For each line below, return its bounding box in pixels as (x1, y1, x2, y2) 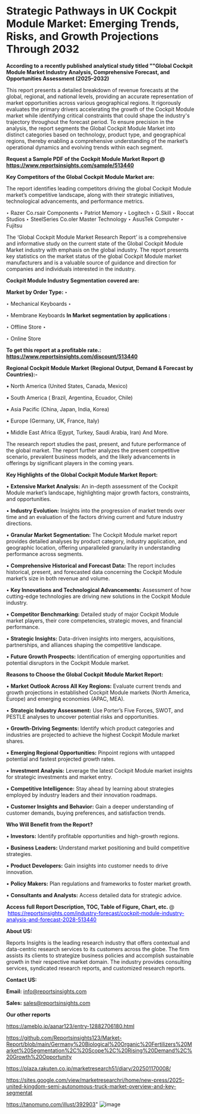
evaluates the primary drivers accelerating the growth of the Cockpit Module (6, 105, 195, 113)
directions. (6, 520, 33, 527)
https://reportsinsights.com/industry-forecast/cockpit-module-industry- (7, 909, 184, 916)
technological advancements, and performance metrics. (6, 198, 144, 205)
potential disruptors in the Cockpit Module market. (6, 659, 130, 666)
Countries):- (6, 371, 38, 378)
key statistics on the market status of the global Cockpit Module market (6, 253, 182, 260)
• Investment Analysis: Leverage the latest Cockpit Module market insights (6, 767, 193, 774)
